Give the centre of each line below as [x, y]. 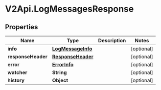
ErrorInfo [63, 64]
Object [60, 80]
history [16, 80]
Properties [22, 27]
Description [112, 41]
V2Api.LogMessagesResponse [69, 9]
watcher [17, 72]
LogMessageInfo [72, 49]
